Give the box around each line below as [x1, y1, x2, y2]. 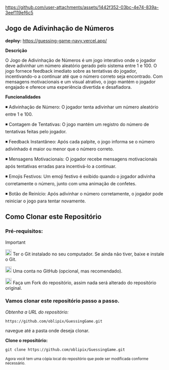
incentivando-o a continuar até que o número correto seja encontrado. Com [5, 73, 163, 79]
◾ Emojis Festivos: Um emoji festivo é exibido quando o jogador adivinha [5, 173, 155, 179]
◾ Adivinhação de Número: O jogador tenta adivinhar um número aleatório [5, 103, 159, 110]
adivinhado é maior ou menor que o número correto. [5, 146, 115, 152]
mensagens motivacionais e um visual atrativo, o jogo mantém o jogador [5, 78, 156, 85]
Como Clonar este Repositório [5, 213, 102, 221]
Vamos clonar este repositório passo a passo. [5, 297, 120, 304]
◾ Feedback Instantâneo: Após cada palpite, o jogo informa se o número [5, 138, 155, 144]
